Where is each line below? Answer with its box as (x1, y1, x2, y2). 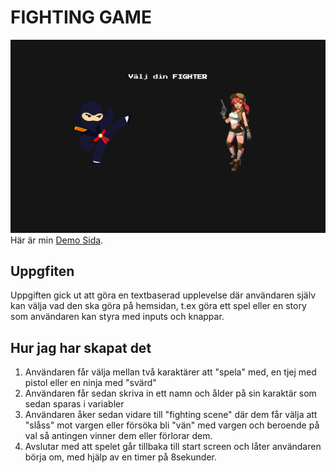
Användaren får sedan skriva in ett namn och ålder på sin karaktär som (24, 387, 317, 400)
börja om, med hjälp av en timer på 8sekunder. (24, 451, 217, 463)
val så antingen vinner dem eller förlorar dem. (24, 430, 213, 442)
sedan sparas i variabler (24, 398, 125, 410)
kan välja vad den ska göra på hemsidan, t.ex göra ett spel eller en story (10, 300, 307, 312)
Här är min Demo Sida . (10, 234, 104, 246)
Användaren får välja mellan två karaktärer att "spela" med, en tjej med (24, 366, 317, 378)
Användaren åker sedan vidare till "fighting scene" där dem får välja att (24, 409, 318, 421)
